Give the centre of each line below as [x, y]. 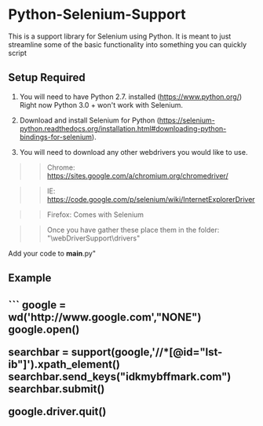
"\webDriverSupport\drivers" [93, 238]
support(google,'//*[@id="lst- [147, 352]
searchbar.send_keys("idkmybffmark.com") [120, 376]
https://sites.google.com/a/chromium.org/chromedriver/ [138, 175]
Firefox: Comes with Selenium [95, 215]
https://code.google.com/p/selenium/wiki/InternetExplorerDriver [151, 199]
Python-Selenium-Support [97, 15]
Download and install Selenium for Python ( [89, 120]
